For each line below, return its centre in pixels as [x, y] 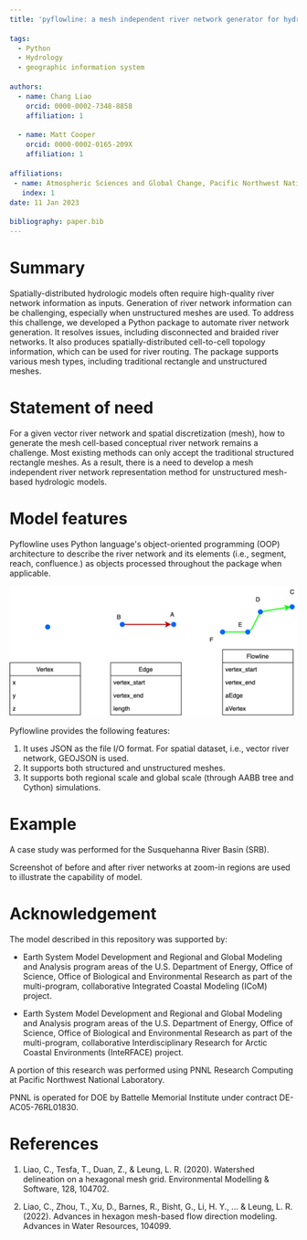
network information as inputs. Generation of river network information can [151, 302]
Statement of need [81, 408]
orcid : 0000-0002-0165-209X [79, 145]
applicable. [30, 573]
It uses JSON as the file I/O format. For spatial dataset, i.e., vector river [156, 748]
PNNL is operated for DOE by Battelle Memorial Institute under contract [143, 1097]
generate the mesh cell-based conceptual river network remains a [134, 442]
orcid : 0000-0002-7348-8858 [79, 106]
